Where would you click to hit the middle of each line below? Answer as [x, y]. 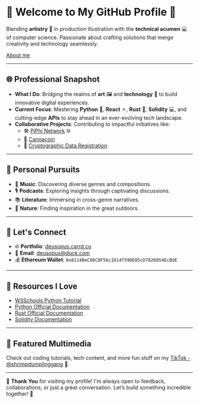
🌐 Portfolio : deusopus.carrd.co [53, 247]
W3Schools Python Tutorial [48, 300]
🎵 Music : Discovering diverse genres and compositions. [83, 184]
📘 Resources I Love [42, 286]
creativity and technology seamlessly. [52, 43]
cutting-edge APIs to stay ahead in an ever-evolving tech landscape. [99, 117]
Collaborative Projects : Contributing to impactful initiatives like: [92, 124]
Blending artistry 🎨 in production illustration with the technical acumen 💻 [97, 28]
